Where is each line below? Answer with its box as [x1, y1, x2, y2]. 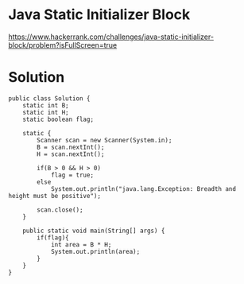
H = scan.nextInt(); [37, 150, 105, 158]
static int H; [22, 108, 69, 116]
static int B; [22, 101, 69, 109]
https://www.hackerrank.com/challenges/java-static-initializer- [8, 32, 215, 41]
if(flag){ [37, 233, 69, 242]
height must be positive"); [8, 192, 102, 200]
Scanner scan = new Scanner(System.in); [37, 136, 172, 144]
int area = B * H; [50, 240, 112, 248]
